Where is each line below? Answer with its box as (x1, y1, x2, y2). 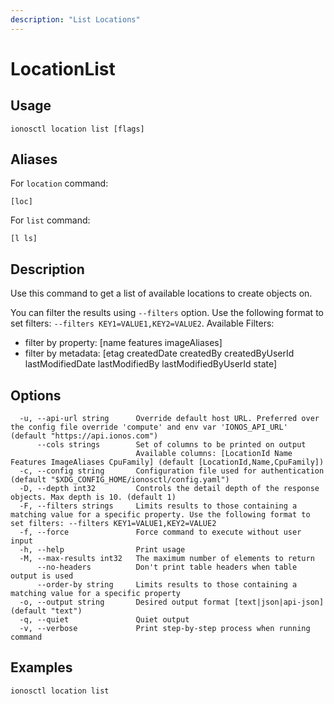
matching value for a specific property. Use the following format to (10, 510, 311, 520)
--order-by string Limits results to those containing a (36, 580, 298, 590)
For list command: (10, 214, 91, 226)
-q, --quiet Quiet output (19, 615, 190, 625)
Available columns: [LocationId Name (135, 449, 293, 459)
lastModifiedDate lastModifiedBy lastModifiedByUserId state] (24, 358, 278, 370)
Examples (10, 659, 73, 676)
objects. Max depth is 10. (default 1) (10, 492, 177, 503)
